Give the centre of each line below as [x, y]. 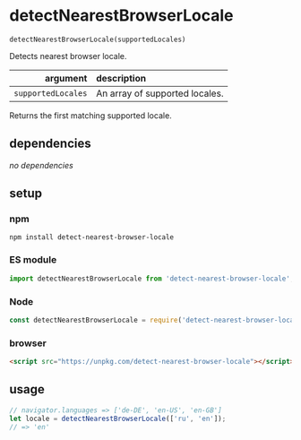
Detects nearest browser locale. [68, 56]
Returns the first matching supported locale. [90, 115]
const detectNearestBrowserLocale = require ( [95, 320]
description [120, 78]
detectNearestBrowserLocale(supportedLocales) [98, 39]
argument [66, 78]
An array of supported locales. [159, 93]
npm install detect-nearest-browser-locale [92, 237]
